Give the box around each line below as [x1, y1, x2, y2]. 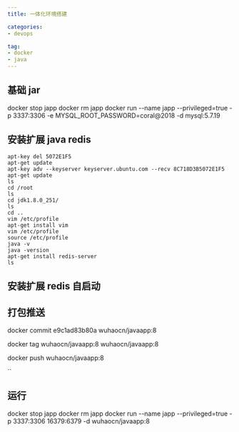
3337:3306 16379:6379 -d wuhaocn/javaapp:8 [13, 416, 150, 425]
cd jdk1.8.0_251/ [7, 197, 59, 204]
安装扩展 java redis [7, 133, 91, 146]
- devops [7, 30, 34, 37]
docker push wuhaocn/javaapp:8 [7, 354, 105, 362]
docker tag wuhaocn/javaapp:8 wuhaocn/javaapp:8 [7, 339, 159, 348]
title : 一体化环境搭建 [7, 10, 68, 18]
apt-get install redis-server [7, 252, 98, 260]
